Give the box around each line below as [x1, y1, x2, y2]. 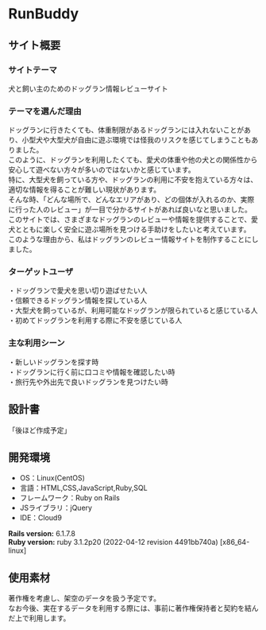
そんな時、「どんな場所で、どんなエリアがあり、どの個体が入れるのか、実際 [8, 195, 255, 204]
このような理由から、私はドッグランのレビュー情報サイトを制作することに [8, 235, 252, 244]
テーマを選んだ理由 [8, 105, 82, 116]
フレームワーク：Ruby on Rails [19, 493, 121, 503]
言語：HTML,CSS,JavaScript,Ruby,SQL [19, 483, 148, 493]
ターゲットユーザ [8, 266, 74, 278]
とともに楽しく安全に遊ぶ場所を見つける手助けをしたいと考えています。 [14, 224, 251, 235]
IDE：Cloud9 [19, 513, 62, 523]
